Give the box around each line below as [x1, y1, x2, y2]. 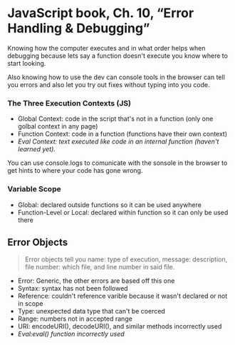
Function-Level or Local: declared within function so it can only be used [17, 208, 229, 216]
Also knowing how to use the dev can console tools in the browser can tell [7, 73, 226, 81]
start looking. [7, 59, 46, 67]
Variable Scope [7, 184, 62, 194]
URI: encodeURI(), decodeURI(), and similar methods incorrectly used [17, 322, 222, 331]
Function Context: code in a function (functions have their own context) [17, 130, 228, 139]
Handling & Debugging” [7, 20, 150, 36]
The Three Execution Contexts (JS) [7, 98, 132, 108]
